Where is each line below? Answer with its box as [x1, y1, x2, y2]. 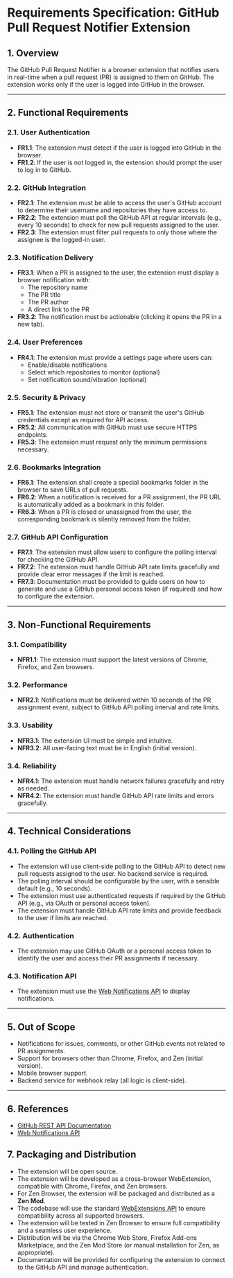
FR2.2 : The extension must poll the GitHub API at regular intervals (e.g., [17, 213, 222, 221]
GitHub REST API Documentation [17, 1121, 112, 1130]
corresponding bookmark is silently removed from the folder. [17, 515, 191, 524]
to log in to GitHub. [17, 165, 71, 174]
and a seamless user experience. [17, 1226, 112, 1234]
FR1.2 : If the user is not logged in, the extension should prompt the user [17, 158, 223, 166]
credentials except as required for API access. [17, 415, 149, 424]
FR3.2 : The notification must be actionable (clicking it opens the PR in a [17, 313, 222, 321]
